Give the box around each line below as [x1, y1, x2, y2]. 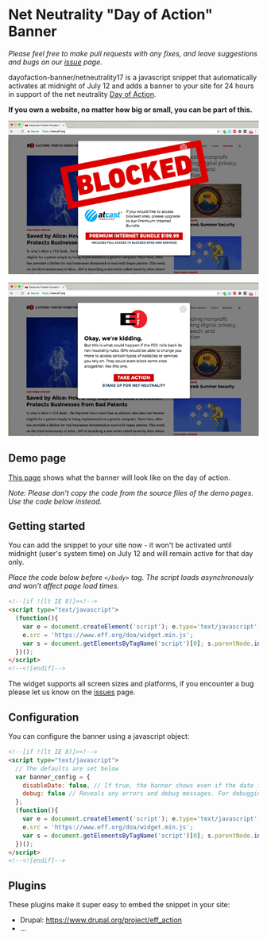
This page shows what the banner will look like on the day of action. [8, 473, 230, 482]
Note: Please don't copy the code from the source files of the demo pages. [8, 488, 254, 497]
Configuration [8, 710, 79, 724]
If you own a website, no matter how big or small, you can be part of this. [8, 105, 253, 114]
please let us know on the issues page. [8, 687, 136, 697]
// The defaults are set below [15, 764, 119, 772]
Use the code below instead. [8, 497, 102, 506]
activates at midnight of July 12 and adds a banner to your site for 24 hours [8, 81, 254, 91]
